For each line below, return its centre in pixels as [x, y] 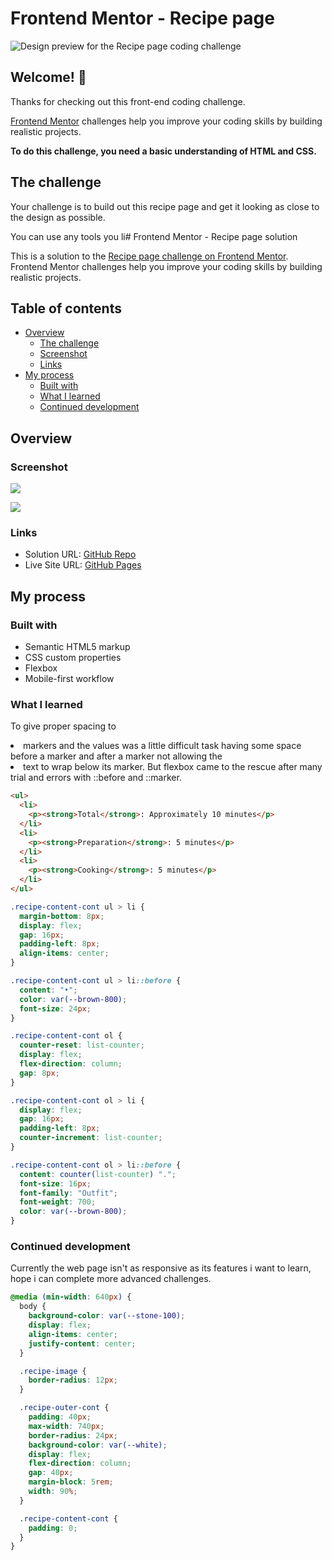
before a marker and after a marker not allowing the [116, 756]
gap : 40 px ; [51, 1473]
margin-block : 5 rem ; [71, 1482]
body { [33, 1307]
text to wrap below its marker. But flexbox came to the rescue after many [173, 767]
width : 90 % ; [53, 1492]
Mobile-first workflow [69, 679]
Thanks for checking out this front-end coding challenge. [128, 101]
